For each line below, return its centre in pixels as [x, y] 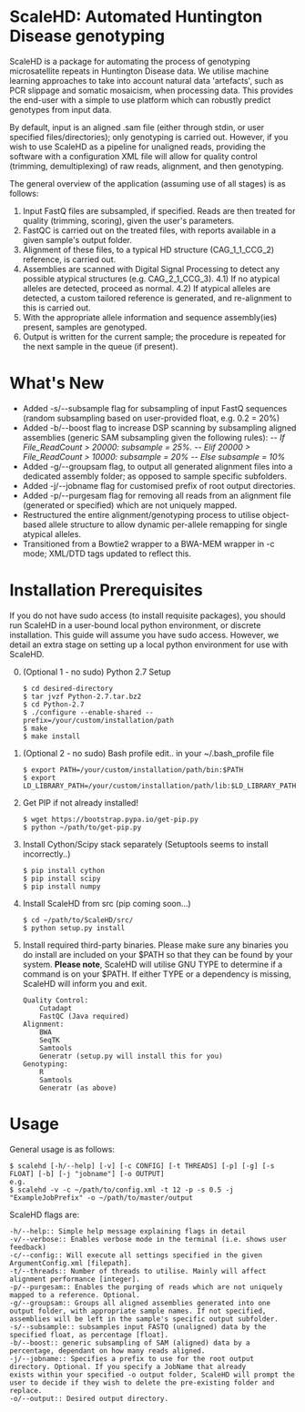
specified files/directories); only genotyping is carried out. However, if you [149, 137]
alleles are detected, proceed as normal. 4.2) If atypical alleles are [147, 288]
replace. [26, 1390]
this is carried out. [56, 308]
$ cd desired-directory [68, 688]
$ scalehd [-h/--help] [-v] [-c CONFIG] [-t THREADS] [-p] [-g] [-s [142, 1166]
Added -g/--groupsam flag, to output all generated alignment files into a [158, 466]
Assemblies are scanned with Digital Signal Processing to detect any [151, 269]
